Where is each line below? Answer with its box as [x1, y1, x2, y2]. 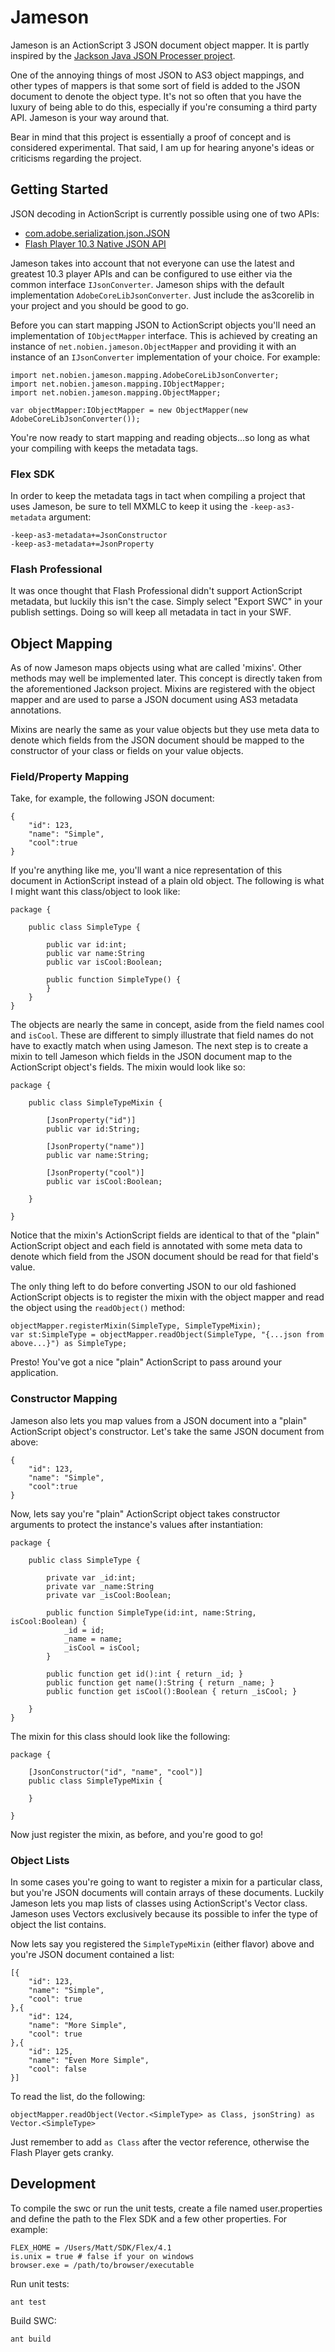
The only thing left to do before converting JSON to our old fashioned [10, 1281, 297, 1293]
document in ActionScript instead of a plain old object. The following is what [10, 875, 325, 887]
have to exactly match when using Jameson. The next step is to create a [10, 1040, 309, 1052]
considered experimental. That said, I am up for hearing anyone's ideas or [10, 141, 315, 153]
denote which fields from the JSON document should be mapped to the [10, 734, 305, 746]
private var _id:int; [46, 1572, 137, 1583]
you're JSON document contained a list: [10, 1949, 175, 1961]
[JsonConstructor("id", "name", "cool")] [28, 1767, 203, 1777]
